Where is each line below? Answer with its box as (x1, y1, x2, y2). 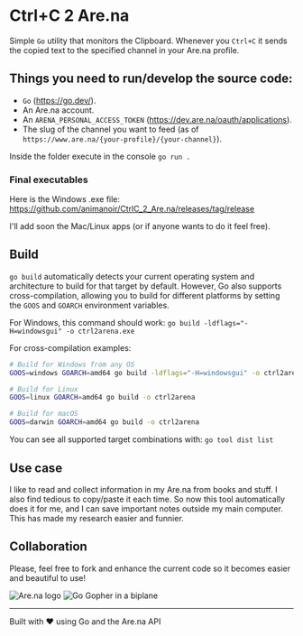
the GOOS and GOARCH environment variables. (9, 300, 170, 310)
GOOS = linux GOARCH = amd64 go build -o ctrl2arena (9, 393, 196, 402)
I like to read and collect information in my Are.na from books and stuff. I (9, 484, 278, 494)
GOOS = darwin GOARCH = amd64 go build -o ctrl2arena (9, 418, 200, 427)
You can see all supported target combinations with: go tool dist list (9, 434, 274, 445)
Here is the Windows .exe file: (9, 194, 120, 205)
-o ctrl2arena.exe (66, 327, 135, 336)
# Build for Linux (9, 384, 78, 393)
